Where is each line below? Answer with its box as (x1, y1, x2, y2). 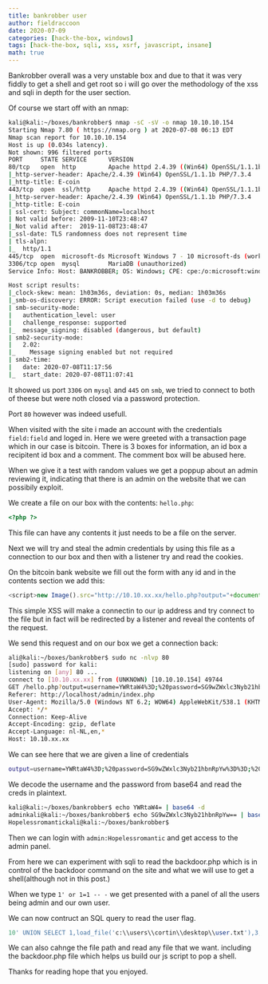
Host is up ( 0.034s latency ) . (8, 141, 109, 149)
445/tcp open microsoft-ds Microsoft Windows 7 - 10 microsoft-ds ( (8, 252, 248, 260)
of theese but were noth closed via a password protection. (8, 393, 200, 403)
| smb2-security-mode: (8, 333, 84, 342)
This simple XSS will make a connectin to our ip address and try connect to (8, 605, 255, 615)
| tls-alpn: (8, 237, 48, 245)
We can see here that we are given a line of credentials (8, 750, 189, 759)
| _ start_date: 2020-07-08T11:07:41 (8, 371, 134, 379)
